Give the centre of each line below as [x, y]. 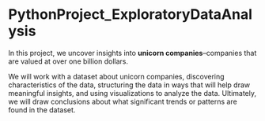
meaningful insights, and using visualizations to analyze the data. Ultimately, [132, 93]
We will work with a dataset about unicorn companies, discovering [116, 76]
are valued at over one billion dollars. [68, 61]
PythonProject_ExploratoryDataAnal [131, 15]
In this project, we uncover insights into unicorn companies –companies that [132, 53]
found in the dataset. [42, 110]
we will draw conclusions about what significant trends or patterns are [123, 101]
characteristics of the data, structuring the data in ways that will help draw [129, 85]
